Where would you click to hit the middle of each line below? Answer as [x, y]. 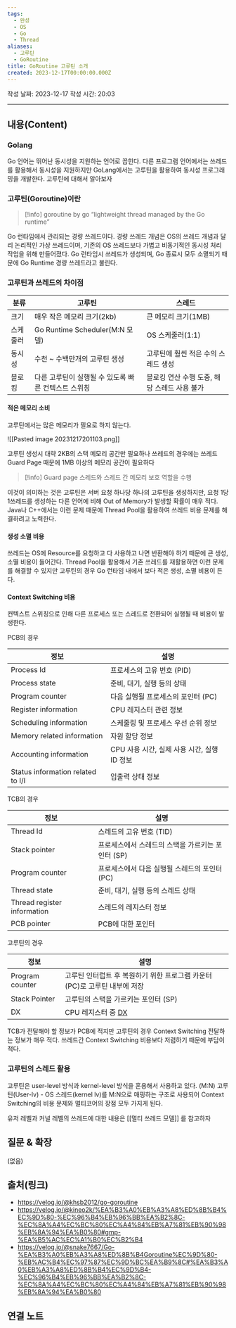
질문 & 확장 [30, 1143]
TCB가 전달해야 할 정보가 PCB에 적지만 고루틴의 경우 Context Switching [107, 1031]
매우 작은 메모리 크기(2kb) [76, 316]
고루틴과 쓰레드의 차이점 [46, 283]
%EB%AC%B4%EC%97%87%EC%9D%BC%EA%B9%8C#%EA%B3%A [123, 1262]
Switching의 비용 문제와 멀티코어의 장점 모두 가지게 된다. [85, 1103]
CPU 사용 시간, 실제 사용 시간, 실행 [164, 750]
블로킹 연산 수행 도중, [179, 377]
